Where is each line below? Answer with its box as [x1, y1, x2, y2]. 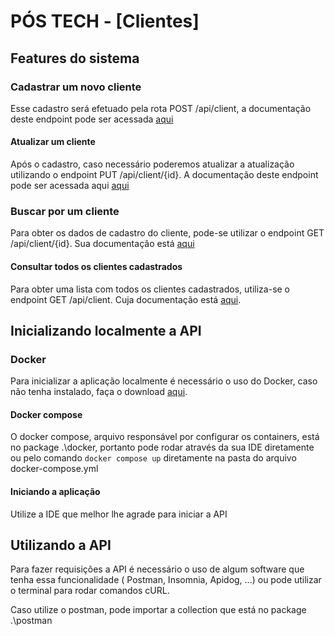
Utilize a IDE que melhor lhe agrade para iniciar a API [10, 508, 228, 520]
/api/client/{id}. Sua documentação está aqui [10, 238, 195, 250]
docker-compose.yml [10, 463, 99, 475]
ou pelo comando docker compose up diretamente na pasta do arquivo [10, 452, 297, 464]
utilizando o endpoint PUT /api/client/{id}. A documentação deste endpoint [10, 169, 319, 181]
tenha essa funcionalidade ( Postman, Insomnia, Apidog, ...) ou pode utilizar [10, 574, 322, 586]
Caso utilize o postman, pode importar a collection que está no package [10, 604, 307, 616]
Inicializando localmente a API [10, 322, 202, 339]
